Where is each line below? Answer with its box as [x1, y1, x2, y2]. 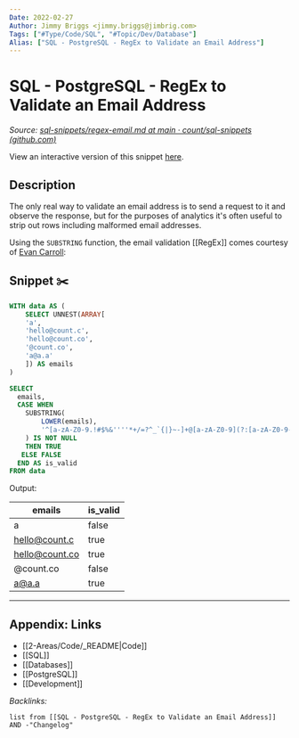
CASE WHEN [17, 400, 53, 410]
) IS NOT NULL [25, 433, 77, 442]
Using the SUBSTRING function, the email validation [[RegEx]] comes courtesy [9, 237, 289, 248]
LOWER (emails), [41, 417, 98, 426]
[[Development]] [21, 678, 83, 689]
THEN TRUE [25, 442, 62, 451]
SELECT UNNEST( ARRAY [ [25, 309, 105, 319]
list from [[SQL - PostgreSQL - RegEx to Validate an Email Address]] [9, 713, 277, 722]
